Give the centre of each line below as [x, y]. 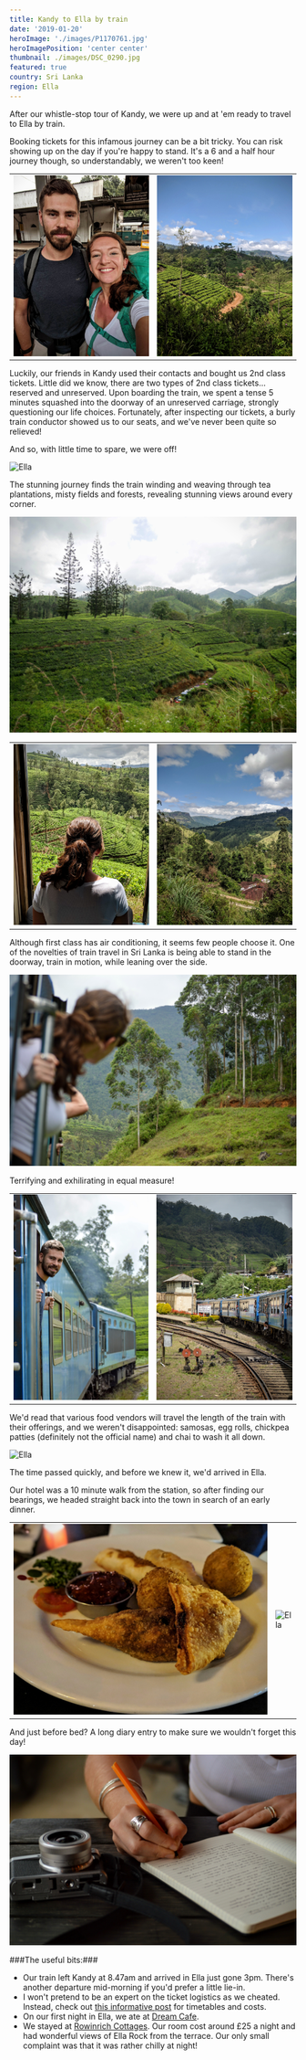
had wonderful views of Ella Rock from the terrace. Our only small [146, 2036]
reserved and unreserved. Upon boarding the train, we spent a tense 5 [142, 393]
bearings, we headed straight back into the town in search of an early [140, 1499]
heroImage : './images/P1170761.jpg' [79, 38]
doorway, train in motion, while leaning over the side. [108, 961]
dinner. [23, 1509]
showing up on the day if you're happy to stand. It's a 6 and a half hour [143, 151]
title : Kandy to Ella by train [69, 19]
